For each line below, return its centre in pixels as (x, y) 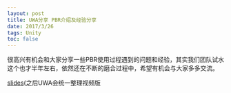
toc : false (23, 39)
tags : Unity (24, 33)
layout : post (26, 13)
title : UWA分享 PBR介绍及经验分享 (52, 20)
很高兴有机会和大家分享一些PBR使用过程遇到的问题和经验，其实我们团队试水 (116, 60)
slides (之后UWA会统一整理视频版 (54, 83)
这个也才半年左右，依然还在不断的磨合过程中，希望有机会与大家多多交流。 (113, 68)
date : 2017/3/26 (30, 26)
